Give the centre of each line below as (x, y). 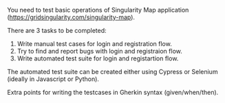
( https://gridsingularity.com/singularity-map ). (71, 17)
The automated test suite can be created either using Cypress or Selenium (112, 72)
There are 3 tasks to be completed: (57, 31)
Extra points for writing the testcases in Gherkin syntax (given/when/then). (113, 92)
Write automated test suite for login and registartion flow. (98, 58)
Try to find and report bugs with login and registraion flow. (99, 51)
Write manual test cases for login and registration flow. (94, 44)
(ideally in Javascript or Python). (53, 79)
